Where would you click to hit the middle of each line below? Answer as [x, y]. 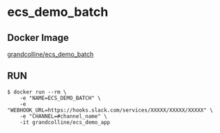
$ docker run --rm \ [37, 92]
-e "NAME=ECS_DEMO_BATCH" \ [60, 98]
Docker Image [38, 38]
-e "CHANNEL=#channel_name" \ [64, 116]
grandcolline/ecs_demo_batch [50, 54]
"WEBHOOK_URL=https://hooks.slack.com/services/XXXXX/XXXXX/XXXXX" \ [110, 110]
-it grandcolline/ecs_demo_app [65, 122]
